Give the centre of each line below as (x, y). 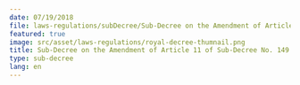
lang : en (25, 67)
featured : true (37, 34)
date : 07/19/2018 (42, 17)
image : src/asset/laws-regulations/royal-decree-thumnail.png (127, 42)
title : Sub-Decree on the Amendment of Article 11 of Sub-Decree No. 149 (150, 50)
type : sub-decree (42, 58)
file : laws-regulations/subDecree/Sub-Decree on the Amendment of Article (151, 26)
